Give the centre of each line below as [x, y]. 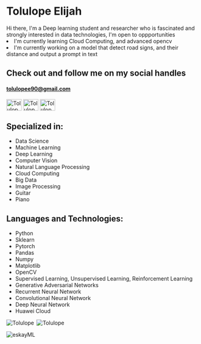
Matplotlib [28, 266]
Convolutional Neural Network [53, 298]
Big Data [26, 180]
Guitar [23, 193]
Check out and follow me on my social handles [96, 73]
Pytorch [25, 246]
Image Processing [38, 187]
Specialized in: [35, 126]
